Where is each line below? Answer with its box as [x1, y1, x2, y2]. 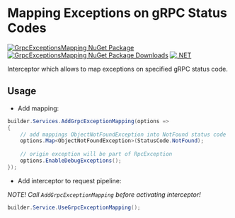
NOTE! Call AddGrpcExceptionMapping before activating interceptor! [7, 190, 201, 199]
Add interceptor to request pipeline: [17, 176, 122, 185]
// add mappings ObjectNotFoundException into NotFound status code [20, 131, 227, 138]
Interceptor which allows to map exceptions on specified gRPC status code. [7, 64, 228, 73]
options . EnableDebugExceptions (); [20, 157, 122, 164]
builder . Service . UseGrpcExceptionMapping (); [7, 204, 141, 211]
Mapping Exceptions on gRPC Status [7, 5, 228, 21]
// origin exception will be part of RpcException [20, 151, 173, 158]
